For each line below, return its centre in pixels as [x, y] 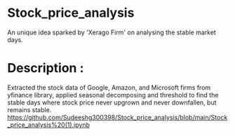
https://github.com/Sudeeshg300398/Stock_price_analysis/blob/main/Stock [117, 117]
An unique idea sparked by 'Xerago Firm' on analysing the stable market [112, 32]
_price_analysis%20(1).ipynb [48, 125]
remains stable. [29, 109]
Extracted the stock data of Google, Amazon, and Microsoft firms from [109, 87]
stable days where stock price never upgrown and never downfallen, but [112, 102]
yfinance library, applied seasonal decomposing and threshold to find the [113, 95]
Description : [46, 68]
